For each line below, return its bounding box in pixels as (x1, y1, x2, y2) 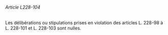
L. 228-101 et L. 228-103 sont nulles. (5, 25, 81, 31)
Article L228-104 (5, 4, 40, 10)
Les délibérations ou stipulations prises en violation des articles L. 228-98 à (5, 20, 163, 26)
